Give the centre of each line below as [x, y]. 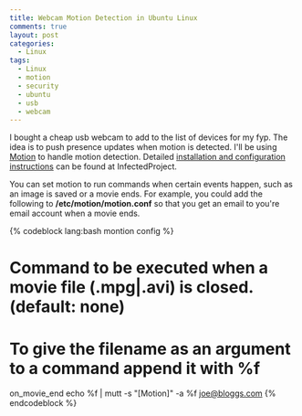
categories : [32, 43]
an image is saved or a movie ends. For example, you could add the [136, 194]
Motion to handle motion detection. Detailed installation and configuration [147, 157]
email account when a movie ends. [75, 213]
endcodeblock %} [43, 403]
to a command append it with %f [135, 368]
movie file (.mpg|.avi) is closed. [131, 288]
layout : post [34, 35]
